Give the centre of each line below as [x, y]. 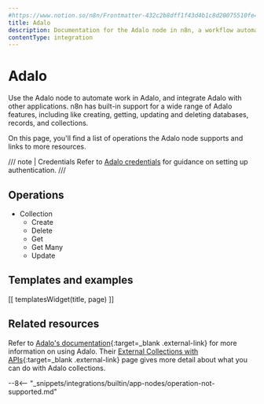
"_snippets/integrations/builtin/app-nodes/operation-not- [123, 383]
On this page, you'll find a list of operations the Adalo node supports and [126, 138]
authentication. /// [37, 171]
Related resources [54, 324]
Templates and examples [71, 280]
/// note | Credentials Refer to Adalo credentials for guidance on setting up [128, 162]
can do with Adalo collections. [57, 368]
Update [43, 255]
